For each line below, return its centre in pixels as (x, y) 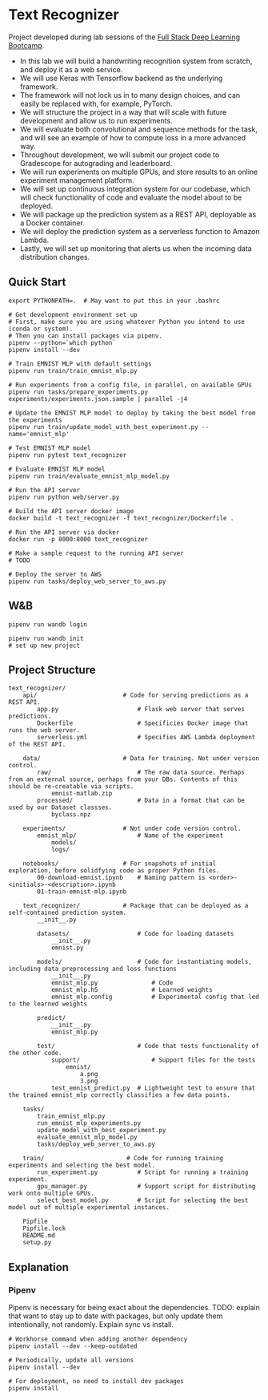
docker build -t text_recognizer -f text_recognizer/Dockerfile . (121, 518)
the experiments (35, 420)
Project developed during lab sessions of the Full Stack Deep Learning (124, 37)
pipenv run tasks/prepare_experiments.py (78, 392)
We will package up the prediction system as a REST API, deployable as (138, 214)
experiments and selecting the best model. (82, 1165)
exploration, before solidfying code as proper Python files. (114, 871)
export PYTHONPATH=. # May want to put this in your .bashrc (114, 301)
